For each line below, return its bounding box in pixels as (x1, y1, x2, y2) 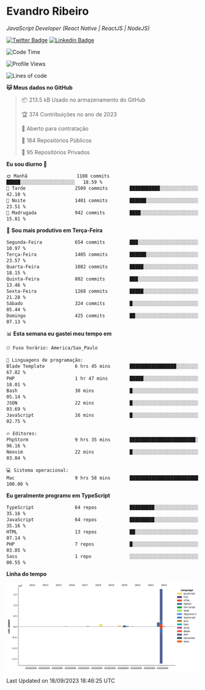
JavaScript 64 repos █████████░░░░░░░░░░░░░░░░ (6, 516, 199, 523)
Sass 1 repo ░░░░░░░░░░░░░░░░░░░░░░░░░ (6, 553, 199, 560)
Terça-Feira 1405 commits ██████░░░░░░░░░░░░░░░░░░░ (6, 251, 199, 258)
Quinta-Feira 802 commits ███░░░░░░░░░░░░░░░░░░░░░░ (6, 276, 199, 282)
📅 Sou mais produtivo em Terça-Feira (6, 227, 103, 234)
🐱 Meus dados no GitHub (6, 84, 73, 91)
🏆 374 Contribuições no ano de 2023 (21, 110, 117, 118)
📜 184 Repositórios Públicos (21, 137, 92, 144)
